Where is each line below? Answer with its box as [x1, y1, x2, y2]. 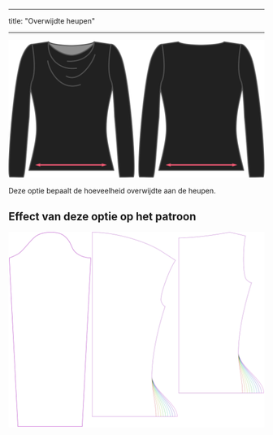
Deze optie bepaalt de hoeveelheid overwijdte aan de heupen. [8, 186, 217, 196]
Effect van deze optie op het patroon [8, 209, 197, 224]
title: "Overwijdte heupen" [8, 16, 96, 25]
